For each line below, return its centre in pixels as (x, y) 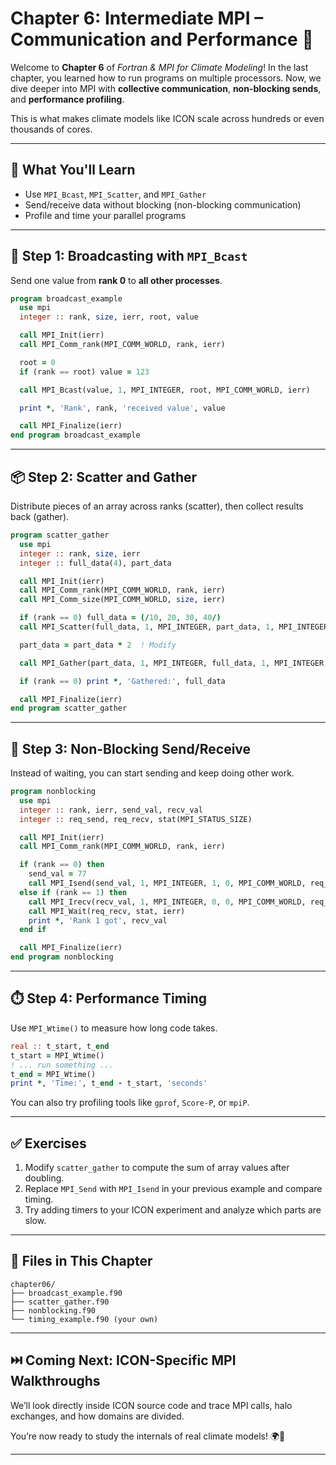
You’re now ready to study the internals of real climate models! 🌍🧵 (148, 1436)
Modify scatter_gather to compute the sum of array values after (157, 1168)
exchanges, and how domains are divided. (97, 1416)
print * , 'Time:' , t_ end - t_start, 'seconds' (109, 1083)
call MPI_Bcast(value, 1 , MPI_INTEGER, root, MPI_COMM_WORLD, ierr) (165, 390)
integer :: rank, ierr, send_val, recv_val (111, 810)
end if (33, 930)
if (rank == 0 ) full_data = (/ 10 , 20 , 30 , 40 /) (120, 618)
